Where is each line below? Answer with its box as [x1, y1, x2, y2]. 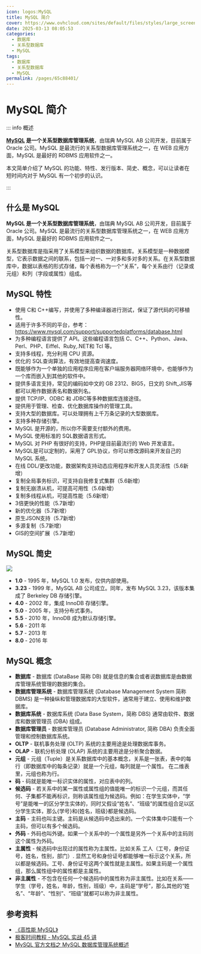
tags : [6, 53, 20, 59]
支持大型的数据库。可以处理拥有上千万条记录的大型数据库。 [14, 409, 162, 417]
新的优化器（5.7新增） [14, 507, 70, 514]
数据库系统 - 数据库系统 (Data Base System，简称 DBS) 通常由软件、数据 [14, 710, 194, 718]
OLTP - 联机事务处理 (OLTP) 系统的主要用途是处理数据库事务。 [14, 740, 169, 748]
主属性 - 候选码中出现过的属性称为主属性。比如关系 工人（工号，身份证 [14, 845, 190, 852]
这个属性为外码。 [14, 837, 57, 844]
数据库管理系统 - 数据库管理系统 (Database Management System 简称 [14, 688, 187, 695]
